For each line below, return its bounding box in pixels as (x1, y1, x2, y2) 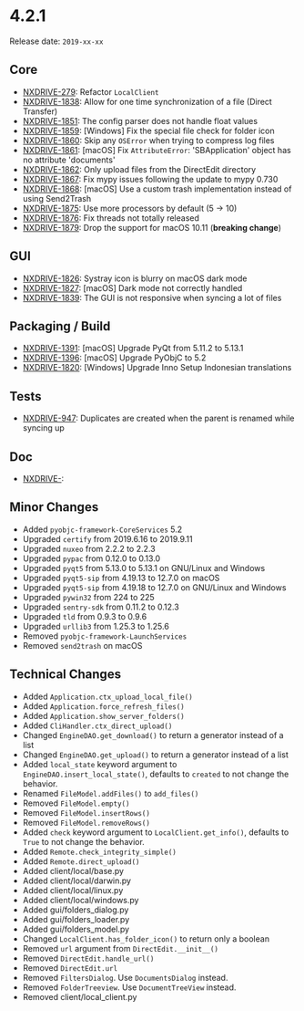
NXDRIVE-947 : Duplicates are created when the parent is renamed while (22, 412, 295, 424)
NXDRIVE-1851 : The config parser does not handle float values (22, 115, 258, 126)
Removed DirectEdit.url (22, 962, 118, 973)
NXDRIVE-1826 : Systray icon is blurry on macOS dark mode (22, 273, 248, 284)
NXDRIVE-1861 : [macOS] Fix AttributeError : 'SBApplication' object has (22, 144, 291, 155)
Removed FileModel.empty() (22, 797, 130, 808)
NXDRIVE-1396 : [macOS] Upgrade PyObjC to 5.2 (22, 352, 207, 363)
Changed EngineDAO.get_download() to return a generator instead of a (22, 729, 284, 740)
